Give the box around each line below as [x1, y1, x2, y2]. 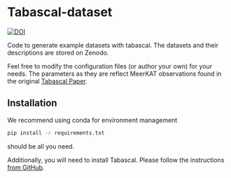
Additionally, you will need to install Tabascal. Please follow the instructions [7, 156, 225, 164]
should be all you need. [7, 142, 75, 151]
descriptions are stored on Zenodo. [7, 48, 109, 57]
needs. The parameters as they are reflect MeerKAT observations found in [7, 69, 222, 78]
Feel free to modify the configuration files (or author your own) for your [7, 62, 212, 70]
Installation [7, 97, 57, 109]
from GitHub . [7, 163, 45, 172]
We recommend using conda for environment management [7, 116, 178, 124]
